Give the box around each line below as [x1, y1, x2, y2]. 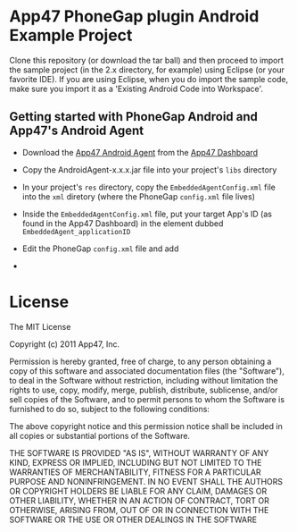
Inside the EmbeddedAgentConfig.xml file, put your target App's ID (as [21, 208, 272, 219]
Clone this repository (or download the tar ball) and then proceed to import [9, 55, 284, 65]
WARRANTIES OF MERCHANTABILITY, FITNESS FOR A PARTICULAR [9, 467, 261, 477]
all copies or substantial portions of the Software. [9, 430, 190, 441]
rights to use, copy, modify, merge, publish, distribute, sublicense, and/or [9, 384, 278, 395]
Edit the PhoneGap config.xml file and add [21, 243, 179, 254]
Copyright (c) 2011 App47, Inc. [9, 338, 120, 350]
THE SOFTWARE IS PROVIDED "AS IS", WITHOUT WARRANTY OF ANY [9, 447, 269, 458]
